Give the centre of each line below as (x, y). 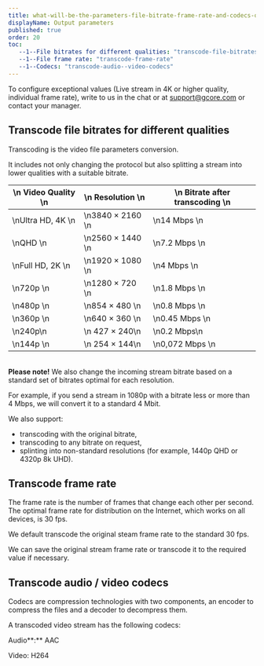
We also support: (36, 419)
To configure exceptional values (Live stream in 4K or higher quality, (119, 89)
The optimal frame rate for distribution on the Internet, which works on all (127, 510)
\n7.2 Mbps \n (179, 243)
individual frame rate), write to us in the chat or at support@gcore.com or (126, 97)
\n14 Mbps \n (178, 220)
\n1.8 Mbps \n (179, 287)
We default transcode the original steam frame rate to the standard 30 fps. (129, 534)
